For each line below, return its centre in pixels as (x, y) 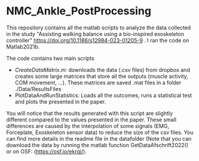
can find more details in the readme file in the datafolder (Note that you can (99, 138)
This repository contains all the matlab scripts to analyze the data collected (99, 28)
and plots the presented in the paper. (60, 101)
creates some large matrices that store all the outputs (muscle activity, (101, 76)
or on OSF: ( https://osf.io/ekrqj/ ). (46, 151)
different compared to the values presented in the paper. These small (91, 119)
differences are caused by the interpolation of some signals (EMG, (88, 126)
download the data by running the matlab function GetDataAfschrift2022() (97, 145)
